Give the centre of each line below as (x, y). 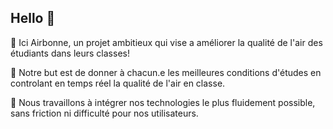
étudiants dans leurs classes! (70, 53)
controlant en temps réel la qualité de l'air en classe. (118, 83)
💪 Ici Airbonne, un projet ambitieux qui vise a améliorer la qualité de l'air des (166, 42)
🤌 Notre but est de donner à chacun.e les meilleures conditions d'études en (166, 72)
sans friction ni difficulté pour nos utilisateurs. (104, 113)
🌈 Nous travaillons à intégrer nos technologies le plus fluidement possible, (163, 102)
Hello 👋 (33, 18)
